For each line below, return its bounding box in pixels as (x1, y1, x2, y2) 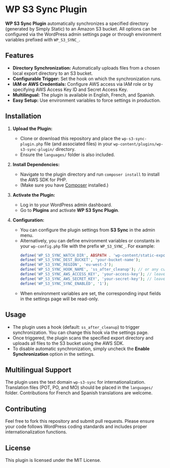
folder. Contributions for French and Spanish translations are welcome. (5, 390, 153, 396)
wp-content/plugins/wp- (113, 141, 163, 147)
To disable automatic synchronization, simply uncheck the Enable (12, 346, 150, 352)
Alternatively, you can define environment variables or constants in (20, 237, 160, 243)
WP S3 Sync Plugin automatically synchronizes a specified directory (5, 20, 149, 26)
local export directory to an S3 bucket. (12, 70, 93, 76)
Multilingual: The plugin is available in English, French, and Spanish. (12, 91, 155, 98)
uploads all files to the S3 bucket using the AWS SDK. (12, 340, 124, 346)
